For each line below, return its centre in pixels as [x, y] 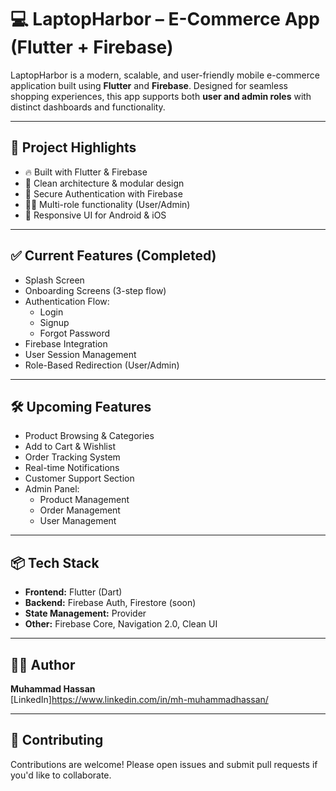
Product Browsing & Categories [89, 436]
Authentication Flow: [67, 301]
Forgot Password [75, 333]
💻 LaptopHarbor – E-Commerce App [165, 19]
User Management [78, 521]
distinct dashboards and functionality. [88, 107]
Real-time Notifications [72, 468]
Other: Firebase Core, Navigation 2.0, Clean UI [121, 624]
